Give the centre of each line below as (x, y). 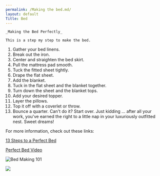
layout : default (22, 14)
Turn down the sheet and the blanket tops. (55, 91)
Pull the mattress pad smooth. (43, 65)
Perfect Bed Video (24, 150)
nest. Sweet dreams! (33, 122)
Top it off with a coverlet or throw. (47, 106)
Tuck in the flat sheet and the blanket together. (60, 86)
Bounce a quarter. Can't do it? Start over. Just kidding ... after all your (82, 111)
